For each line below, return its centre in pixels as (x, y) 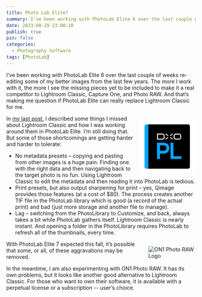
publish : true (24, 32)
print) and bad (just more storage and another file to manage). (92, 207)
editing (15, 81)
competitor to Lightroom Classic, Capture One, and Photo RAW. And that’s (98, 94)
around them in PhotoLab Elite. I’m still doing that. (68, 131)
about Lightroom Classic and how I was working (66, 125)
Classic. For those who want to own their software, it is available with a (94, 281)
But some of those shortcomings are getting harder (70, 138)
